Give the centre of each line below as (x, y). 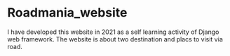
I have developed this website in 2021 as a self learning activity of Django (113, 32)
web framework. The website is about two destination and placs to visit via (115, 39)
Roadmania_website (67, 13)
